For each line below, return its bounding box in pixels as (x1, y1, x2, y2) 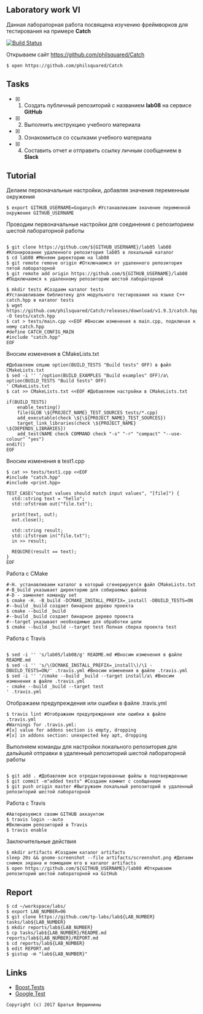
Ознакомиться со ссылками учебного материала (24, 133, 152, 141)
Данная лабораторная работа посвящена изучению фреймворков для (6, 21, 188, 28)
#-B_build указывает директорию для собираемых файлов (6, 587, 147, 593)
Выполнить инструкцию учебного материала (24, 121, 141, 128)
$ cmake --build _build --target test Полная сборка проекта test (6, 624, 177, 630)
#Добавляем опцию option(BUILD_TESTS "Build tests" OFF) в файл (6, 362, 172, 369)
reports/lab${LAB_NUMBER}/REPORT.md (6, 935, 98, 941)
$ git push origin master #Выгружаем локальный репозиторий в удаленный (6, 784, 193, 790)
